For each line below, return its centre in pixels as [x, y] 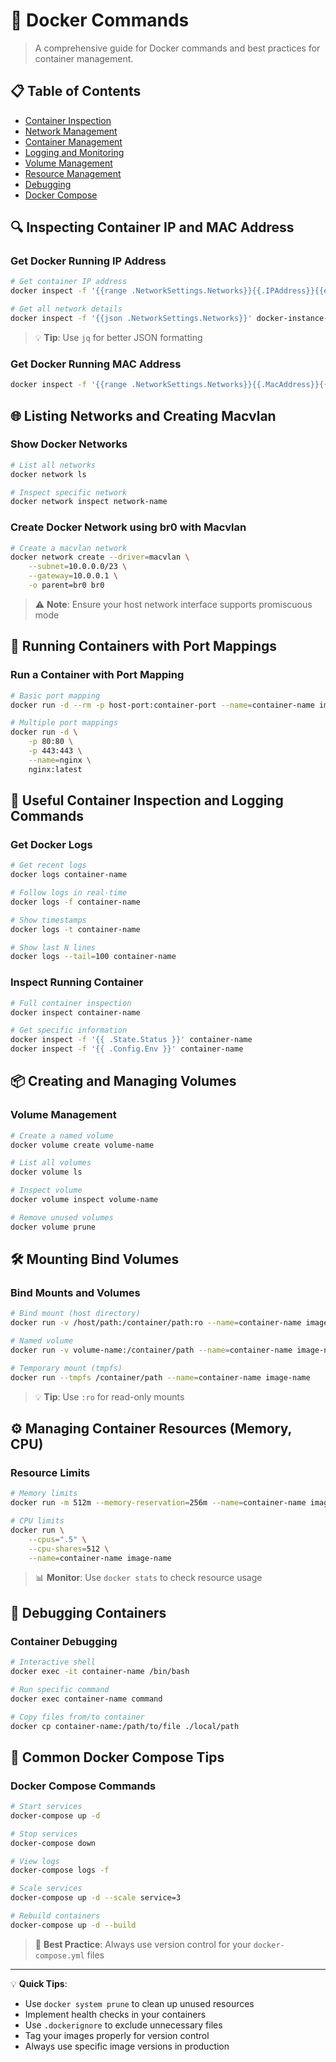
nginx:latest [55, 769]
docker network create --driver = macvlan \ [100, 557]
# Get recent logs [48, 865]
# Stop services [44, 1834]
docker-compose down [53, 1843]
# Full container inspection [71, 1003]
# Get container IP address [69, 282]
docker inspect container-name [75, 1012]
